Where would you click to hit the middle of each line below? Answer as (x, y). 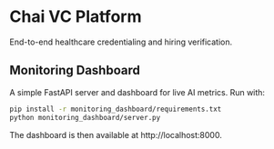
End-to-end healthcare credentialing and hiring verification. (121, 42)
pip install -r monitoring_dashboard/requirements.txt (116, 109)
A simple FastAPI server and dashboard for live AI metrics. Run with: (137, 92)
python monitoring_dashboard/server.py (85, 117)
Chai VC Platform (76, 17)
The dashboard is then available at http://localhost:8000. (116, 134)
